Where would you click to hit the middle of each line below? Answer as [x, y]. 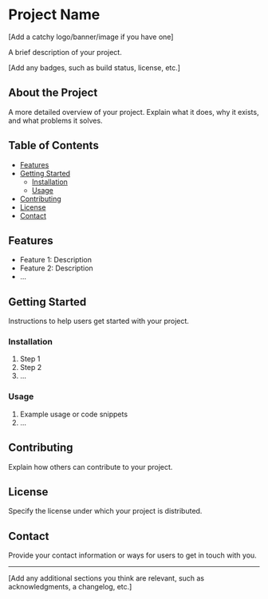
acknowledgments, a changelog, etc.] [70, 587]
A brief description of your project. [65, 52]
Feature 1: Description [55, 260]
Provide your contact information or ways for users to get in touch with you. [132, 555]
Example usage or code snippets [74, 414]
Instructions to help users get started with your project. [99, 321]
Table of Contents [54, 146]
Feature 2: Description [56, 268]
